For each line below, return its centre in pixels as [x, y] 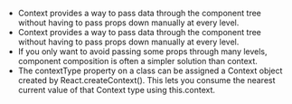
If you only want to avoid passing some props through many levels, [143, 52]
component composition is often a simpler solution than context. [137, 61]
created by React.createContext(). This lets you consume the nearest [146, 80]
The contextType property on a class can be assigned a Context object [150, 71]
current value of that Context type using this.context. [116, 90]
